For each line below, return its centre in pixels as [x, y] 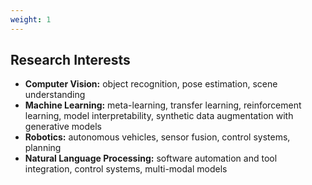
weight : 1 [31, 19]
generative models [63, 127]
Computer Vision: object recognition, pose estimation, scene [151, 84]
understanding [55, 95]
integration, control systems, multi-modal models [126, 169]
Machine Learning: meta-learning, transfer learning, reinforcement [163, 105]
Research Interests [70, 60]
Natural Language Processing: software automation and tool [151, 158]
